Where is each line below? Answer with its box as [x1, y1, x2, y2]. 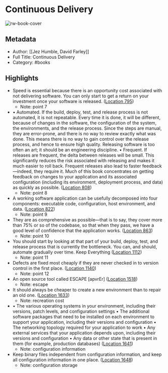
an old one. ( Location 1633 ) [12, 292, 70, 298]
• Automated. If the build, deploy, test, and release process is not [12, 109, 148, 115]
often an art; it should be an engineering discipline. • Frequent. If [12, 146, 147, 153]
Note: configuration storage [20, 362, 78, 368]
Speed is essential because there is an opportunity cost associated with [12, 87, 162, 93]
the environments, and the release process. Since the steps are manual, [12, 125, 162, 131]
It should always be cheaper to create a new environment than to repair [12, 286, 161, 292]
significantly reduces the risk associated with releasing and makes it [12, 157, 155, 163]
